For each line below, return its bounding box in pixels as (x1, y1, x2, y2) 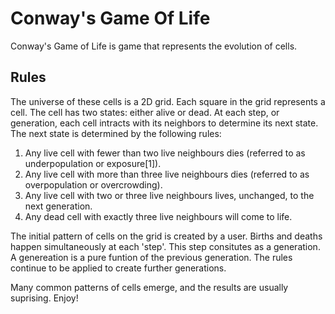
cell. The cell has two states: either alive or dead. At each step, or (10, 106, 280, 118)
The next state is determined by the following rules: (10, 127, 222, 139)
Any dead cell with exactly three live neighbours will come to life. (24, 210, 293, 222)
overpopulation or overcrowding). (24, 178, 163, 191)
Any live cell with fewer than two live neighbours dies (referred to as (24, 147, 306, 159)
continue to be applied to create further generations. (10, 262, 227, 274)
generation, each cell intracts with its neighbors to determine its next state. (10, 117, 319, 129)
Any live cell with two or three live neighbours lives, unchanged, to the (24, 189, 315, 201)
